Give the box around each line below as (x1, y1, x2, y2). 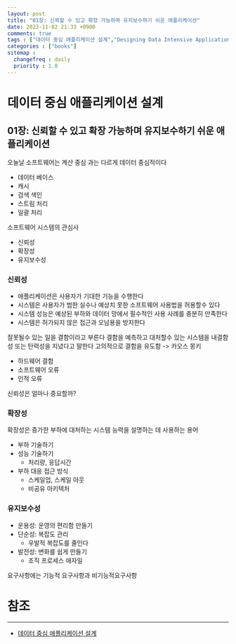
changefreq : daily (13, 56, 71, 63)
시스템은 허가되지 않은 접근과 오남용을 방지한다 (17, 318, 145, 326)
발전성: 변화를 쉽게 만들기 (17, 547, 88, 556)
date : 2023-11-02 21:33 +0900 (7, 23, 96, 30)
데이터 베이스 (17, 173, 54, 181)
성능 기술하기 (17, 450, 54, 458)
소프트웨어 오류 (17, 365, 60, 374)
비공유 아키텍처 (27, 485, 70, 493)
